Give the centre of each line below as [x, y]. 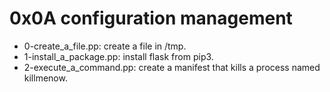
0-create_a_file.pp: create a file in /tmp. [105, 46]
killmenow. [45, 78]
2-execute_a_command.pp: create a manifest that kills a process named [172, 67]
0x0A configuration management [151, 18]
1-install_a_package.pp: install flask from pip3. [118, 56]
